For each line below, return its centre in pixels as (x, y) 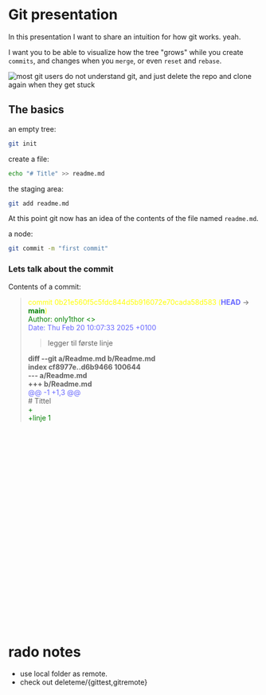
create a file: (29, 159)
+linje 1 (39, 417)
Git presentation (63, 15)
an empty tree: (32, 128)
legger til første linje (80, 343)
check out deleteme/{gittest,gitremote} (84, 682)
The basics (36, 110)
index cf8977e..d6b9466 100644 (84, 367)
